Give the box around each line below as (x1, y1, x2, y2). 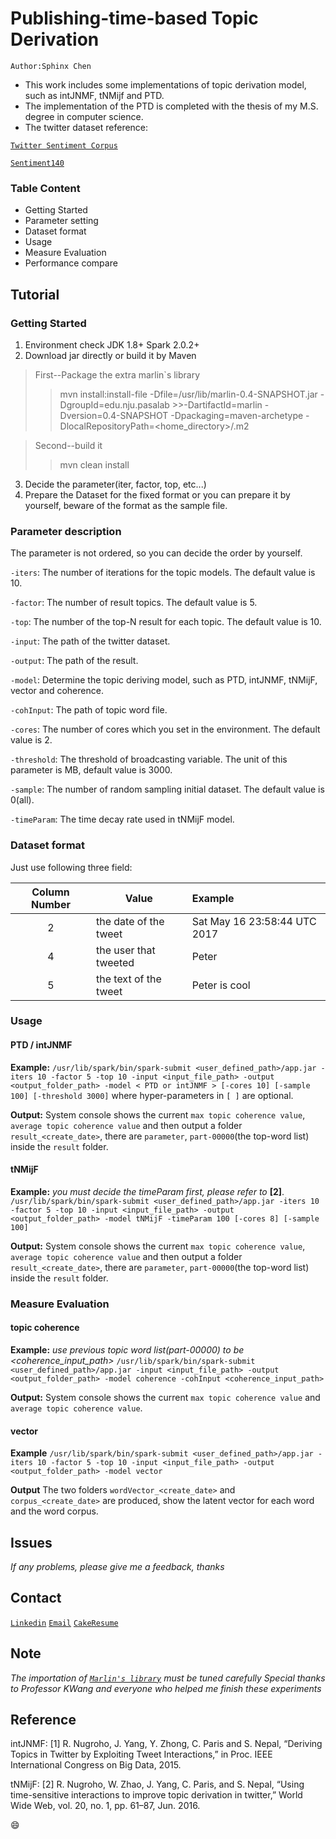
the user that (95, 943, 156, 957)
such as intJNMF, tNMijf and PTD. (24, 89, 165, 101)
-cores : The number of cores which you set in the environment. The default (10, 723, 321, 736)
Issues (10, 1534, 53, 1551)
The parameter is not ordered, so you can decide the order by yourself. (10, 547, 303, 559)
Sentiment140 (10, 158, 65, 168)
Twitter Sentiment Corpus (10, 140, 118, 151)
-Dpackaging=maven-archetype (170, 409, 304, 421)
